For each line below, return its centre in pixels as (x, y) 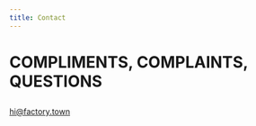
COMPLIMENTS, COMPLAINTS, (129, 62)
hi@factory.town (40, 111)
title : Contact (38, 18)
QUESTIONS (56, 81)
